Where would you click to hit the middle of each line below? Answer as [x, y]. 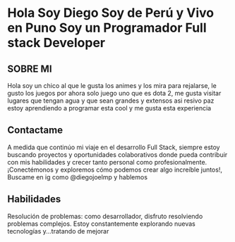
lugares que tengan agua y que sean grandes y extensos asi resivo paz [111, 101]
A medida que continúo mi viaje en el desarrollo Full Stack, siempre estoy [114, 147]
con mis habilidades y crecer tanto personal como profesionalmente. [107, 162]
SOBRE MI [30, 69]
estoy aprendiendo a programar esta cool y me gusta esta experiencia [109, 108]
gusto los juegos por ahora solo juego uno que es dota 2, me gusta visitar [114, 93]
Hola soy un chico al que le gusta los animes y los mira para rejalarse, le [112, 85]
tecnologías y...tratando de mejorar [58, 231]
